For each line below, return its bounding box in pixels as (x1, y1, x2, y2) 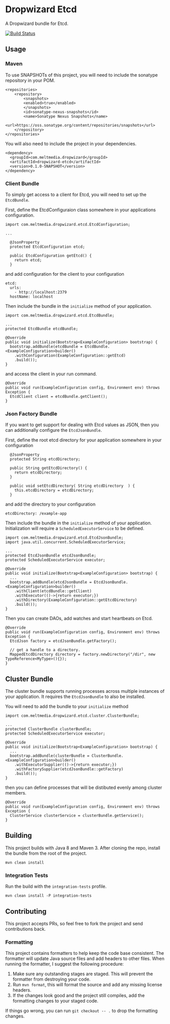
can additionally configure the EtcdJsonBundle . (5, 427, 103, 433)
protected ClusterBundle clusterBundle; (5, 726, 92, 732)
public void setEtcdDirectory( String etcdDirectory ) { (10, 483, 135, 489)
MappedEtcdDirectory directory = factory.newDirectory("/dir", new (10, 652, 156, 657)
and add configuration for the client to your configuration (5, 271, 124, 277)
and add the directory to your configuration (5, 501, 95, 507)
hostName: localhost (10, 294, 53, 299)
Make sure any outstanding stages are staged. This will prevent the (12, 971, 153, 977)
